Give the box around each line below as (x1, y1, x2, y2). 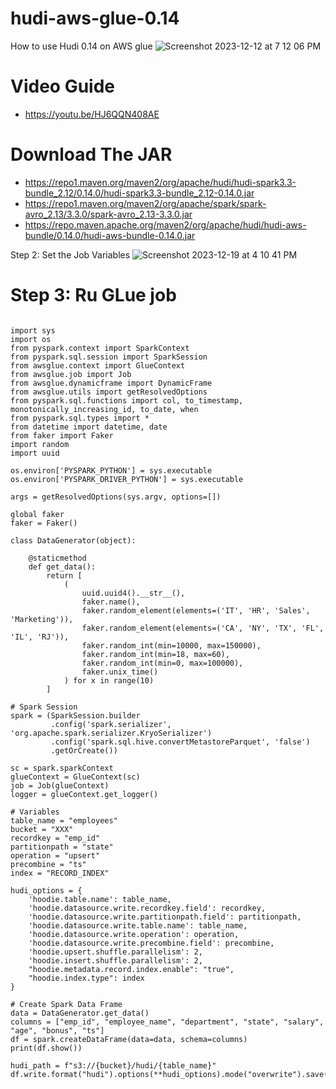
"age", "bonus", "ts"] (10, 1025, 105, 1036)
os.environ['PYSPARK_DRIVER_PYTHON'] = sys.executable (10, 474, 244, 484)
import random (10, 439, 70, 449)
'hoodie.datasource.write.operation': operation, (28, 929, 240, 939)
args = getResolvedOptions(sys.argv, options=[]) (10, 492, 222, 502)
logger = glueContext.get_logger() (10, 789, 159, 799)
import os (10, 334, 52, 344)
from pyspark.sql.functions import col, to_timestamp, (10, 395, 244, 406)
